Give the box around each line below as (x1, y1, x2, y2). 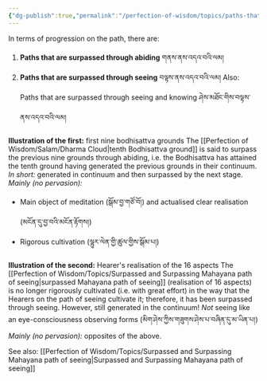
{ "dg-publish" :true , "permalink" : (8, 11, 119, 20)
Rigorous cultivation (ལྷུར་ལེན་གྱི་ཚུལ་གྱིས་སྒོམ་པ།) (19, 237, 160, 246)
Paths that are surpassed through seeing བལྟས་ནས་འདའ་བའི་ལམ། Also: (19, 73, 240, 82)
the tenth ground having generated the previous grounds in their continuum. (8, 161, 257, 171)
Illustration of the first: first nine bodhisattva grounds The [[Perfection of (8, 136, 249, 145)
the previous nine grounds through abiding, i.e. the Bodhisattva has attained (8, 152, 257, 162)
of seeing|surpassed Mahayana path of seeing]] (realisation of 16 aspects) (8, 277, 253, 287)
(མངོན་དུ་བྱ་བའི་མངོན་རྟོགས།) (19, 217, 92, 226)
